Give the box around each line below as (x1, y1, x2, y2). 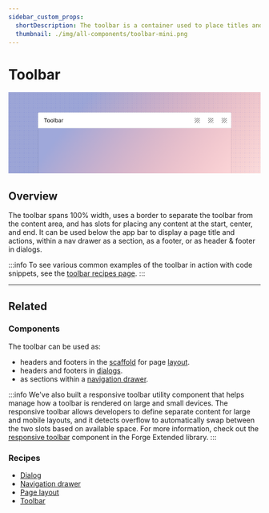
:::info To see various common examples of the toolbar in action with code (8, 261, 253, 270)
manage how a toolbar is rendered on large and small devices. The (8, 398, 228, 408)
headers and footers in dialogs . (19, 366, 123, 375)
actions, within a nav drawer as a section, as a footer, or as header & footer (8, 236, 256, 246)
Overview (8, 189, 58, 203)
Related (8, 299, 48, 313)
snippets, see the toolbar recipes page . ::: (8, 269, 146, 278)
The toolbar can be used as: (8, 341, 102, 351)
